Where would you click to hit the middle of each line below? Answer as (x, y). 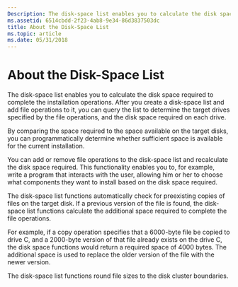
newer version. (29, 262)
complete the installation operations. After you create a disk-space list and (116, 102)
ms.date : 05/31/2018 (38, 40)
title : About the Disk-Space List (58, 27)
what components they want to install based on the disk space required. (113, 182)
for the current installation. (46, 146)
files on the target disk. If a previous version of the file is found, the (105, 204)
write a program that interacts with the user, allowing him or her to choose (115, 175)
